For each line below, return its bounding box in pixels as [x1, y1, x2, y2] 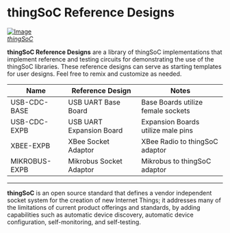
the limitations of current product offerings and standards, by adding [7, 203, 201, 211]
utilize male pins [141, 125, 194, 135]
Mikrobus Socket [68, 156, 123, 165]
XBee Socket [68, 137, 110, 146]
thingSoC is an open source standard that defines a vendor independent [7, 189, 212, 197]
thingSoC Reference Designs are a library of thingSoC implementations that [7, 48, 222, 56]
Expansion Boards [141, 117, 200, 126]
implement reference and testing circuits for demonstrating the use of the [7, 55, 214, 63]
